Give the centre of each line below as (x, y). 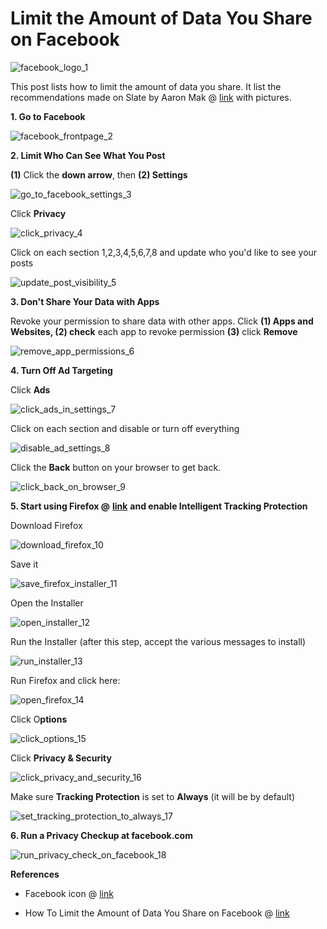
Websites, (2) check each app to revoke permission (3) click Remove (154, 331)
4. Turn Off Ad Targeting (61, 370)
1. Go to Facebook (48, 116)
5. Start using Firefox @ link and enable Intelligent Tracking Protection (159, 506)
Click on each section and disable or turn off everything (125, 428)
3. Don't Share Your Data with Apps (85, 301)
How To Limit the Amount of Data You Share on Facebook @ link (157, 913)
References (35, 874)
